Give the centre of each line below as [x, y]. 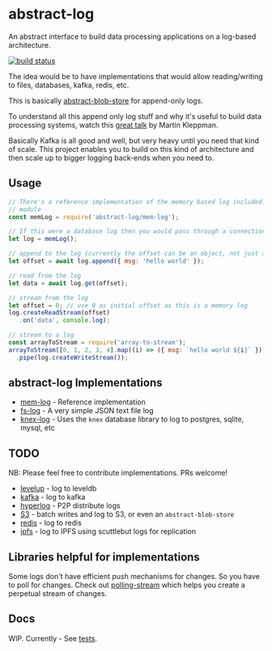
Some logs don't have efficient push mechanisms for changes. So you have [134, 577]
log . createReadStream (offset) [59, 313]
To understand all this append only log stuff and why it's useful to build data [135, 116]
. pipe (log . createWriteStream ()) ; [72, 357]
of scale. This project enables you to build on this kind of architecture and [131, 149]
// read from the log [45, 276]
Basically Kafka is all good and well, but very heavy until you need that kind [134, 140]
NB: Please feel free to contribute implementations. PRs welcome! [118, 473]
